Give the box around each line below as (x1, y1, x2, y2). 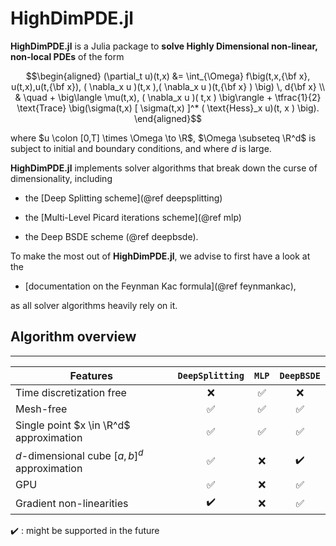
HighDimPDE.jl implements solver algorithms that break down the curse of (10, 162, 318, 174)
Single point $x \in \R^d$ (15, 418, 131, 432)
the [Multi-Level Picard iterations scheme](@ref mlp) (24, 211, 242, 223)
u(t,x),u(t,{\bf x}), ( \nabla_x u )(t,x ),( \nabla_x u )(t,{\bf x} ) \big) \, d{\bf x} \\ (10, 80, 326, 92)
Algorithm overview (10, 328, 137, 346)
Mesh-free (15, 402, 68, 416)
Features (69, 368, 113, 382)
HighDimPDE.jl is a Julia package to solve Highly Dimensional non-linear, (10, 40, 318, 52)
